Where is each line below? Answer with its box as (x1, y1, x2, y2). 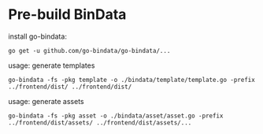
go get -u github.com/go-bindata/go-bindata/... (8, 47, 171, 54)
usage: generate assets (8, 96, 84, 106)
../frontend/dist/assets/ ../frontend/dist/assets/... (8, 118, 192, 127)
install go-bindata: (8, 32, 67, 41)
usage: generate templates (8, 61, 95, 70)
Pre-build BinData (8, 6, 127, 24)
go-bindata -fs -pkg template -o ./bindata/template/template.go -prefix (8, 76, 256, 84)
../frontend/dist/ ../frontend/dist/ (8, 83, 132, 91)
